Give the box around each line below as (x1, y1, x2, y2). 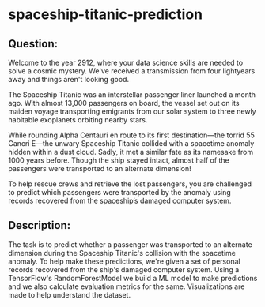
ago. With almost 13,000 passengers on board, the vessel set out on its (8, 99, 240, 107)
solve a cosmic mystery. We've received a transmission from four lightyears (8, 66, 256, 76)
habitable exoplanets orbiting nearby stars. (8, 115, 148, 124)
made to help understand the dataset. (8, 290, 131, 299)
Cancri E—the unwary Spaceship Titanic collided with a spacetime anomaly (8, 139, 255, 148)
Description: (8, 219, 71, 232)
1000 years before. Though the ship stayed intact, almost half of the (8, 155, 229, 165)
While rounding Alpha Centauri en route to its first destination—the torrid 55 (8, 130, 255, 140)
